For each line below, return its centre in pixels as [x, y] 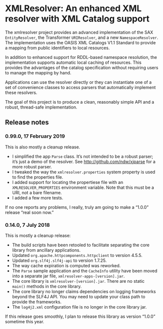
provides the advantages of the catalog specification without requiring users [82, 67]
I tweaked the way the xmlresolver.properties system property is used [84, 172]
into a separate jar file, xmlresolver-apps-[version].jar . [68, 276]
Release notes [27, 122]
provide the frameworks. [37, 302]
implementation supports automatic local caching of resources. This [73, 62]
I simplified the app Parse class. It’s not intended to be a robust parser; [82, 156]
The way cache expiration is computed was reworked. [66, 265]
